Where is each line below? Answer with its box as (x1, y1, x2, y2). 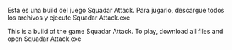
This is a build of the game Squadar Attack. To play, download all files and (7, 27, 223, 35)
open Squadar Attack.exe (7, 35, 82, 43)
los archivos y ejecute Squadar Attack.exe (7, 13, 131, 22)
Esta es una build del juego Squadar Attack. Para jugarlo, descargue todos (7, 6, 225, 14)
